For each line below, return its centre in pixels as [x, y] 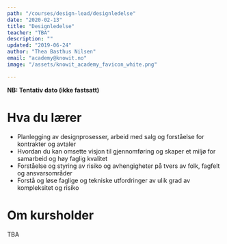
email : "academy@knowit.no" [47, 58]
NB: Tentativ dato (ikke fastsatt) [53, 90]
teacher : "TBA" [29, 33]
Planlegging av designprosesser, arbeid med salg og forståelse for [110, 136]
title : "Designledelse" [41, 26]
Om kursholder [51, 215]
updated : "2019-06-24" [39, 45]
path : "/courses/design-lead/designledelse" [71, 13]
